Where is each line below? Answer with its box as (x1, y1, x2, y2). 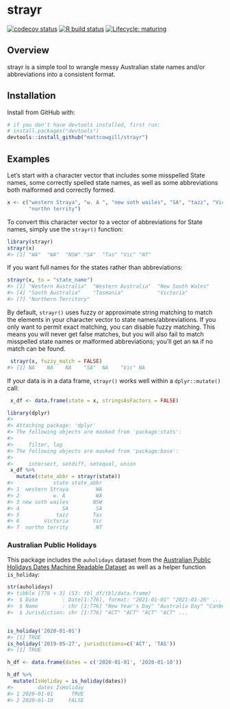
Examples (7, 153, 50, 164)
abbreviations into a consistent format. (7, 70, 116, 78)
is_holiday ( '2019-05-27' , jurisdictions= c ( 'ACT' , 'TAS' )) (7, 640, 176, 647)
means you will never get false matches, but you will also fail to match (7, 329, 204, 338)
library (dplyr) (7, 410, 51, 416)
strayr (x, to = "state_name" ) (7, 277, 94, 284)
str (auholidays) (7, 584, 53, 590)
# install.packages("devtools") (7, 127, 99, 135)
